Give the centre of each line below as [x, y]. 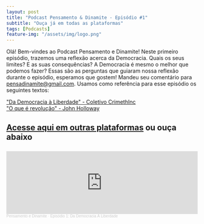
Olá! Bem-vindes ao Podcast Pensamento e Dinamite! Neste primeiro [92, 51]
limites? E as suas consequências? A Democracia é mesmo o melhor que [97, 65]
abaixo [19, 137]
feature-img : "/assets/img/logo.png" [54, 35]
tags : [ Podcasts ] [28, 29]
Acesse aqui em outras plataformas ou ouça [92, 127]
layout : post [23, 12]
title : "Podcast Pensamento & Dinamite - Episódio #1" [77, 18]
